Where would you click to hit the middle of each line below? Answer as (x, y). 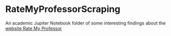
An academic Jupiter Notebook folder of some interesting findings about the (86, 23)
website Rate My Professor (34, 28)
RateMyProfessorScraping (63, 9)
